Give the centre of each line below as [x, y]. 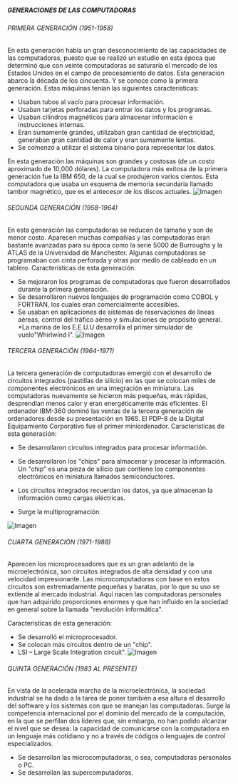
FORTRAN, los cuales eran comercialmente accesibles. [98, 304]
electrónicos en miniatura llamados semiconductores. [96, 476]
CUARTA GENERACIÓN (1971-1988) [59, 541]
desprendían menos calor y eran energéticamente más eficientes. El [108, 403]
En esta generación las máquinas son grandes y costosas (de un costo [111, 161]
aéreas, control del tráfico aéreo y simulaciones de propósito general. [120, 319]
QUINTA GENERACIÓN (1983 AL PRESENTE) [72, 668]
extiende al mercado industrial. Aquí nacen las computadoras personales [115, 594]
